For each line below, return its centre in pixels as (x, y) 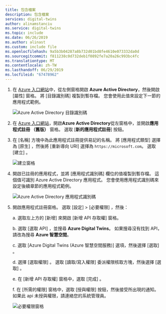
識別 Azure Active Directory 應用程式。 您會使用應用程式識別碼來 (92, 179)
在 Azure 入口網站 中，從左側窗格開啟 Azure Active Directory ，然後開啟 (86, 89)
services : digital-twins (31, 19)
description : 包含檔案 (27, 14)
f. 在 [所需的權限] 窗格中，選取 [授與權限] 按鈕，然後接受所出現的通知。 (85, 289)
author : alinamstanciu (29, 24)
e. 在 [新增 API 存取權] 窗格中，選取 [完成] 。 (58, 279)
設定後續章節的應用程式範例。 (43, 186)
